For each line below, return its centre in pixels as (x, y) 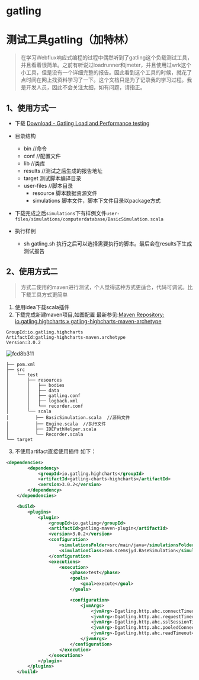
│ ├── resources (34, 380)
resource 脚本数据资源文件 (65, 193)
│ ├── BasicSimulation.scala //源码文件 (68, 417)
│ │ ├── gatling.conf (44, 396)
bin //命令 (35, 148)
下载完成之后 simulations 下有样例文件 (60, 213)
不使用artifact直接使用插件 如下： (55, 451)
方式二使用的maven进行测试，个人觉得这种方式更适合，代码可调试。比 (107, 287)
